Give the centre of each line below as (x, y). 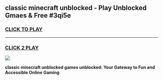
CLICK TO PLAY (24, 30)
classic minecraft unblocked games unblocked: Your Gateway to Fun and (80, 67)
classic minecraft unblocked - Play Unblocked (76, 8)
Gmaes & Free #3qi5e (38, 16)
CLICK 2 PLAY (22, 48)
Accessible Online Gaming (32, 72)
